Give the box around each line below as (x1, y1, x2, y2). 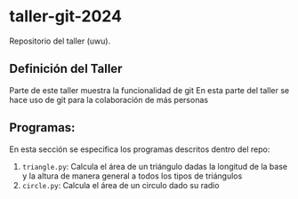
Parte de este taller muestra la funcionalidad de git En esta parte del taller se (9, 84, 290, 95)
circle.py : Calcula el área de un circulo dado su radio (21, 179, 220, 190)
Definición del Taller (9, 61, 123, 76)
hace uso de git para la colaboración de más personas (9, 94, 209, 105)
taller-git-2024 (9, 6, 123, 27)
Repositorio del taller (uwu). (9, 36, 111, 46)
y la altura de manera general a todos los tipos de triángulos (21, 171, 243, 181)
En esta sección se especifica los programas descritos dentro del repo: (9, 144, 270, 155)
